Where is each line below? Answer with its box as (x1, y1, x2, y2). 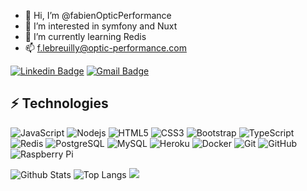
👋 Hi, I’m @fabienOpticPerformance (24, 10, 172, 21)
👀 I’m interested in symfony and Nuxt (24, 20, 178, 32)
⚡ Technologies (10, 95, 109, 112)
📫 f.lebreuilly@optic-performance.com (24, 42, 187, 54)
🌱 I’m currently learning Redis (24, 31, 147, 42)
